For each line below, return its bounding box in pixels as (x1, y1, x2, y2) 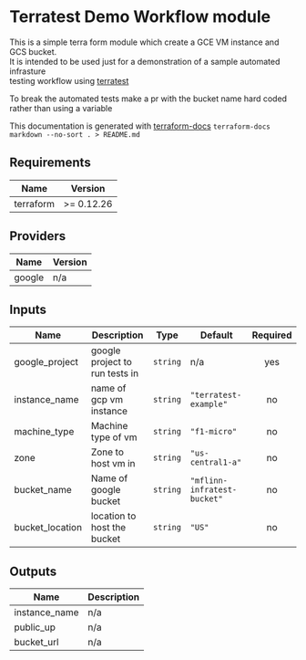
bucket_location (14, 521, 83, 534)
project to (90, 356, 132, 369)
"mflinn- (189, 476, 228, 486)
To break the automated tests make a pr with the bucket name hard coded (9, 93, 288, 104)
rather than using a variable (9, 102, 113, 113)
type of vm (90, 431, 138, 444)
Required (251, 329, 292, 341)
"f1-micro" (189, 426, 238, 437)
